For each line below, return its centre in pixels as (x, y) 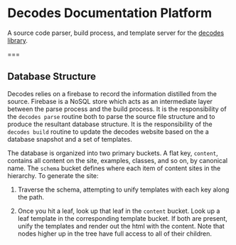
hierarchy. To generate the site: (53, 175)
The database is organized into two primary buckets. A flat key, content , (113, 153)
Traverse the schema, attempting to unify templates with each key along (123, 189)
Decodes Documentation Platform (110, 13)
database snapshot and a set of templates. (70, 139)
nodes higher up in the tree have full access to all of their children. (114, 234)
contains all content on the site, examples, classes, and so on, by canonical (118, 160)
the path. (31, 197)
